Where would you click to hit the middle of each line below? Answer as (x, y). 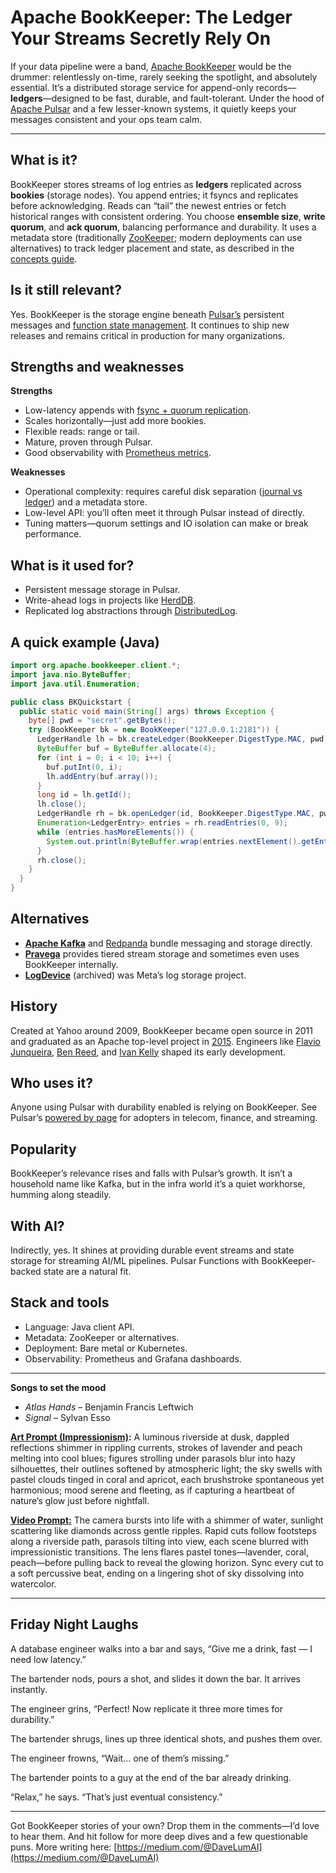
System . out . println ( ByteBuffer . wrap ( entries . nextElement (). (174, 841)
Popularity (43, 1149)
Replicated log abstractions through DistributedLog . (131, 611)
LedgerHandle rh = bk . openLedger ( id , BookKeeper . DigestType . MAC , (175, 814)
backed (26, 1272)
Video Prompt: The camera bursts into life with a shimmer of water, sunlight (167, 1520)
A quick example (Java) (85, 642)
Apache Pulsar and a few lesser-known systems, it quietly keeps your (153, 108)
